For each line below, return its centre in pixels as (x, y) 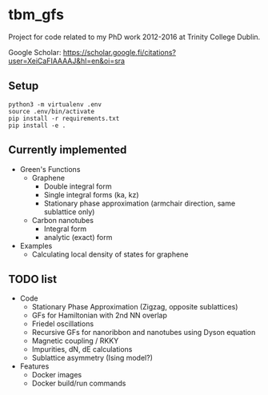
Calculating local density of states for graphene (110, 254)
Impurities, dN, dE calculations (82, 349)
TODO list (33, 279)
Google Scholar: (35, 52)
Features (34, 366)
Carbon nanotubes (63, 220)
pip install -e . (37, 126)
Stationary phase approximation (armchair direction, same (140, 203)
